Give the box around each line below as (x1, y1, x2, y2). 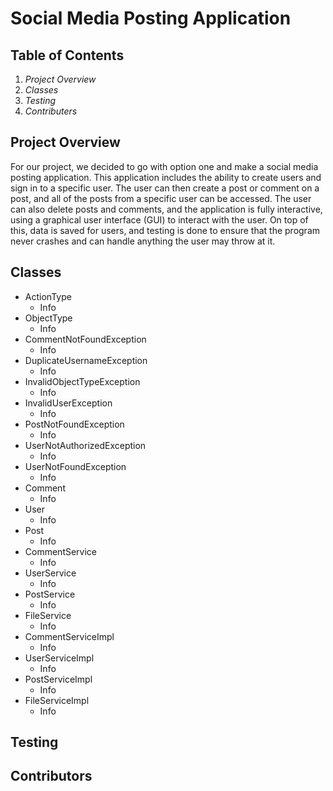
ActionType (24, 290, 72, 302)
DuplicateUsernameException (24, 354, 148, 366)
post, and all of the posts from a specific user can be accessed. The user (10, 192, 312, 204)
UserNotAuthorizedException (24, 439, 147, 451)
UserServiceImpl (24, 652, 95, 664)
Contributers (24, 105, 78, 117)
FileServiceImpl (24, 694, 90, 706)
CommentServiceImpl (24, 630, 115, 642)
